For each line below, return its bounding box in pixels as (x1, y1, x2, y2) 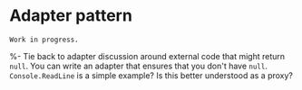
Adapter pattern (9, 5, 133, 26)
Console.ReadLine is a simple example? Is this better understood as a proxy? (9, 69, 293, 81)
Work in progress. (9, 35, 79, 44)
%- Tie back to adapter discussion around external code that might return (9, 50, 286, 61)
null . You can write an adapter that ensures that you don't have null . (9, 60, 268, 71)
